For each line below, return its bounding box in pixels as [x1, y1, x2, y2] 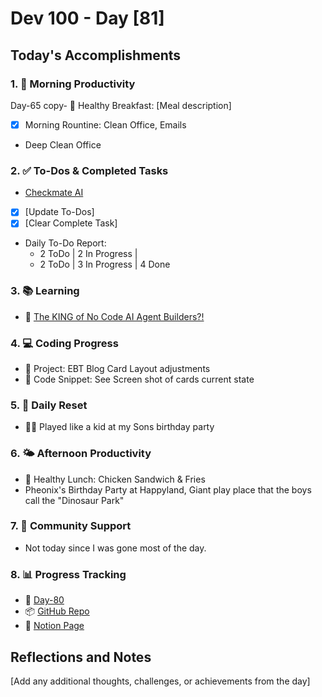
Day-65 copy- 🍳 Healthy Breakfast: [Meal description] [10, 99, 232, 111]
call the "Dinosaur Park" [24, 494, 125, 506]
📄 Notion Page [24, 620, 85, 632]
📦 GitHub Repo [24, 605, 90, 617]
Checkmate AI [24, 187, 84, 199]
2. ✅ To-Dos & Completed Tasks [10, 163, 169, 177]
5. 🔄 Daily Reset [10, 398, 88, 412]
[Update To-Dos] [24, 206, 95, 218]
